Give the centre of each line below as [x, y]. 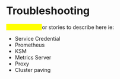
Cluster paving [33, 70]
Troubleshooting [48, 11]
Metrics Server [33, 57]
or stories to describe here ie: [78, 27]
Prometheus [30, 45]
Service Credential [37, 38]
